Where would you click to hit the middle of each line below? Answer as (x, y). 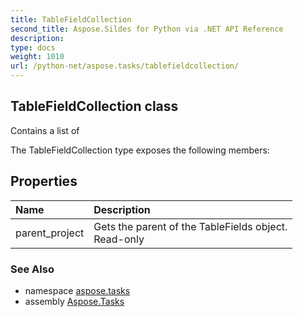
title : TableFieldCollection (71, 19)
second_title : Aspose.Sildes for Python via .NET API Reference (147, 29)
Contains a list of (45, 130)
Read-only (119, 239)
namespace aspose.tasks (77, 290)
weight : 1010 (37, 57)
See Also (32, 269)
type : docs (33, 47)
